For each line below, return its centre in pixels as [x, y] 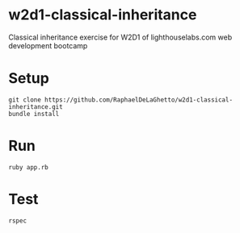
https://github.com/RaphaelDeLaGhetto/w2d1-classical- [138, 100]
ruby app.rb [28, 167]
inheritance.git [36, 106]
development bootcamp [48, 45]
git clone [25, 100]
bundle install [34, 114]
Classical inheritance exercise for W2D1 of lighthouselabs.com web [120, 37]
